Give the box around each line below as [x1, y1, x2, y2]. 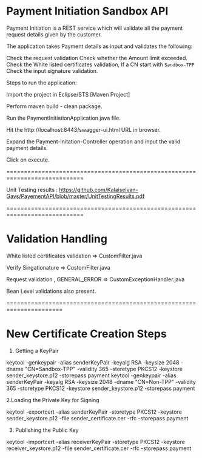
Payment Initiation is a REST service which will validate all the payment [6, 24, 183, 32]
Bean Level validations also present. [6, 287, 96, 295]
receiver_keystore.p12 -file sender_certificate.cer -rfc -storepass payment [6, 445, 192, 452]
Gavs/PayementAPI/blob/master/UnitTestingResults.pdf [6, 193, 145, 200]
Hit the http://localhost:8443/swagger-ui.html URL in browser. [6, 126, 161, 133]
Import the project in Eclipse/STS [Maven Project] [6, 91, 130, 98]
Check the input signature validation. [6, 67, 98, 74]
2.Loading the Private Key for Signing [6, 396, 99, 403]
